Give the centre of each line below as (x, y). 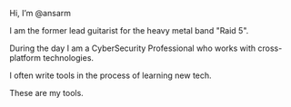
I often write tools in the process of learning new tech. (110, 75)
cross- (270, 48)
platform (25, 58)
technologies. (68, 58)
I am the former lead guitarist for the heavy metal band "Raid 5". (129, 30)
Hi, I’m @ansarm (40, 13)
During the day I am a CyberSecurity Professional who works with (133, 48)
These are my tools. (46, 93)
